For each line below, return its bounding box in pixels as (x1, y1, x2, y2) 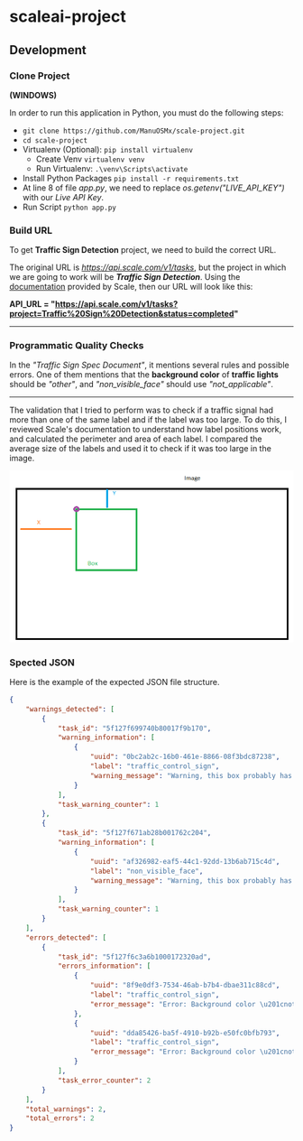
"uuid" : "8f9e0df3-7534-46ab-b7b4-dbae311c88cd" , (89, 981, 280, 990)
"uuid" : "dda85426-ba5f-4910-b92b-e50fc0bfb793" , (89, 1028, 280, 1037)
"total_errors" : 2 (25, 1114, 95, 1123)
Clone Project (9, 70, 70, 82)
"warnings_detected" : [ (25, 704, 115, 714)
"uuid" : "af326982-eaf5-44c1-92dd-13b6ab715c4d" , (89, 857, 280, 866)
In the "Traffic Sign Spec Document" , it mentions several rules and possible (9, 359, 290, 371)
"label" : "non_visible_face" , (89, 867, 204, 876)
